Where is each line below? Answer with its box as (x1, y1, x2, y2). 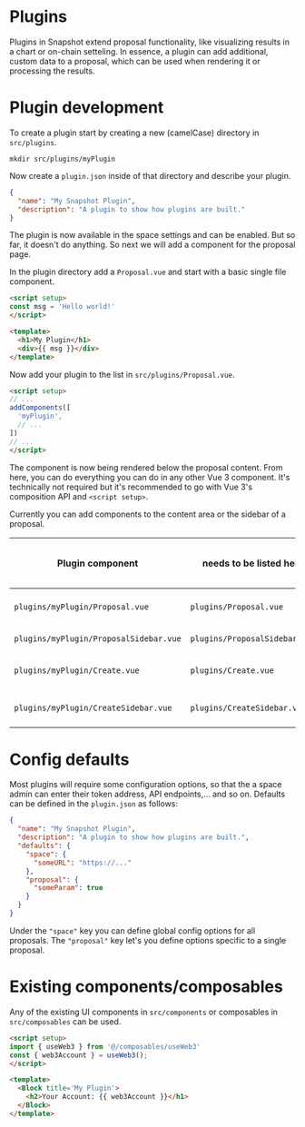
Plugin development (9, 97, 164, 118)
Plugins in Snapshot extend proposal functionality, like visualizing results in (9, 36, 290, 47)
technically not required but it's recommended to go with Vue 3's (9, 481, 252, 492)
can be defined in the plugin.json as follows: (9, 798, 179, 809)
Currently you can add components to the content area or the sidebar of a (9, 509, 286, 519)
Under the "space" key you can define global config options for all (9, 924, 256, 936)
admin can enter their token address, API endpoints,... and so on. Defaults (9, 788, 286, 800)
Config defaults (9, 749, 130, 769)
